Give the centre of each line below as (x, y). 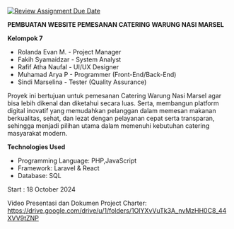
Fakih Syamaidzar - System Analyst (69, 59)
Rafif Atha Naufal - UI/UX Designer (68, 67)
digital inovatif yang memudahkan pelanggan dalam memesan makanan (112, 111)
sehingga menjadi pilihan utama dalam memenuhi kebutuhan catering (109, 126)
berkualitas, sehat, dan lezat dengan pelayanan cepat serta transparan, (111, 118)
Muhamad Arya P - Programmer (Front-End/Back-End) (97, 75)
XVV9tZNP (23, 218)
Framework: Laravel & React (58, 168)
